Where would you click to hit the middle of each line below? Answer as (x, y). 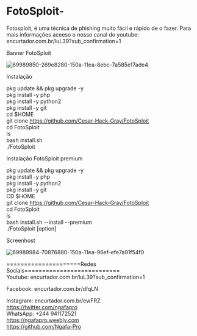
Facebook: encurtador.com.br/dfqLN (52, 288)
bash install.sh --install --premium (49, 222)
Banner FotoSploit (29, 52)
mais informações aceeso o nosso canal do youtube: (73, 34)
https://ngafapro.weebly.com (43, 320)
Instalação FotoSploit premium (45, 158)
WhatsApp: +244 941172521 (41, 313)
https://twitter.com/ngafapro (42, 307)
